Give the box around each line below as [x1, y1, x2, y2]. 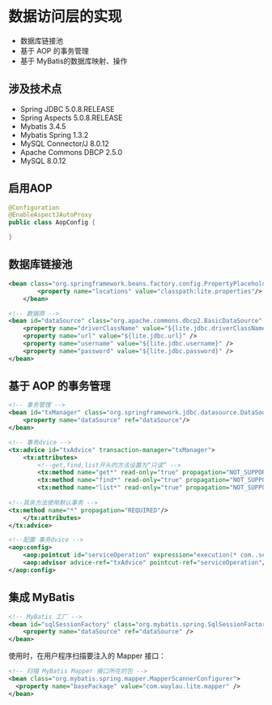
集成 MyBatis [8, 591, 75, 604]
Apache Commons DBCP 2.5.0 [19, 147, 123, 157]
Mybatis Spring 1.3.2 [19, 130, 89, 140]
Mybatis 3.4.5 [19, 121, 66, 131]
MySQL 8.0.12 [19, 156, 66, 166]
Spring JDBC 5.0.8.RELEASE [19, 104, 115, 114]
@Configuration [8, 204, 60, 212]
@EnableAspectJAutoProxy [8, 211, 92, 219]
